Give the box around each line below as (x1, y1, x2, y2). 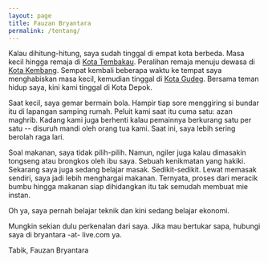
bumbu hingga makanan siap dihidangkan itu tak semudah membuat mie (8, 182, 249, 192)
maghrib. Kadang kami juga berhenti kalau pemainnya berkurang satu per (8, 115, 252, 125)
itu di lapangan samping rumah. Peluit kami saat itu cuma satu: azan (8, 107, 233, 116)
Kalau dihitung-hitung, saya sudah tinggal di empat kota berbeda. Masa (8, 49, 245, 59)
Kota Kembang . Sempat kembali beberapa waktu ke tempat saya (8, 66, 222, 75)
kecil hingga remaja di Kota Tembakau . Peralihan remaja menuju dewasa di (8, 57, 255, 67)
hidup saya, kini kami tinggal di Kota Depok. (8, 83, 152, 92)
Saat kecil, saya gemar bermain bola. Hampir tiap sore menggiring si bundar (8, 98, 259, 108)
